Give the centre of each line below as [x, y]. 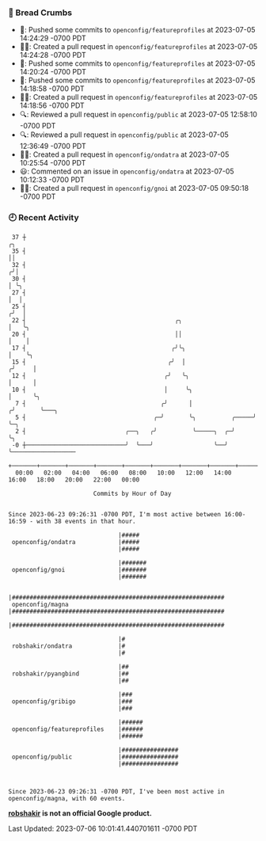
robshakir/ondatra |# [68, 646]
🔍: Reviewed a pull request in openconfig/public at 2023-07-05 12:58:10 [138, 115]
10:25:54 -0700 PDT [53, 163]
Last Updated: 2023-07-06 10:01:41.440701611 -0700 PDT [103, 828]
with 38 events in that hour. [86, 521]
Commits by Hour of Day [132, 493]
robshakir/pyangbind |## [70, 674]
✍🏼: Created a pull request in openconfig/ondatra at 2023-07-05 [124, 154]
